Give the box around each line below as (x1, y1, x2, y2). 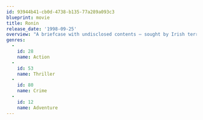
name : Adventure (17, 104, 59, 111)
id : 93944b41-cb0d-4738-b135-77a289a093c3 (6, 8, 115, 15)
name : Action (17, 54, 50, 60)
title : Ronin (6, 20, 39, 26)
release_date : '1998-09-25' (6, 25, 77, 32)
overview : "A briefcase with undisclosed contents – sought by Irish (6, 32, 185, 38)
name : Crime (17, 88, 47, 94)
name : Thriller (17, 71, 56, 77)
